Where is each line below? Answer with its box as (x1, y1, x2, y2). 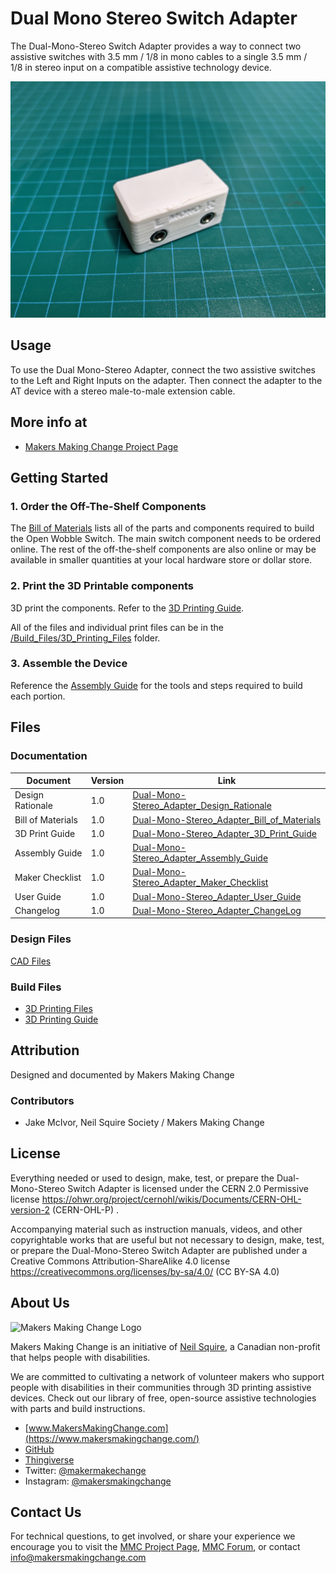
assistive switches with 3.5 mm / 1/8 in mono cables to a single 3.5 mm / (10, 50, 308, 62)
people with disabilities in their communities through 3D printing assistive (10, 1381, 312, 1393)
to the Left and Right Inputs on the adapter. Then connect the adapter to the (10, 374, 323, 386)
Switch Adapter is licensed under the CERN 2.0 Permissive (67, 1182, 309, 1194)
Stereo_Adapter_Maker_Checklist (132, 877, 269, 889)
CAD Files (10, 955, 52, 967)
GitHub (24, 1443, 55, 1455)
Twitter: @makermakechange (24, 1464, 147, 1476)
